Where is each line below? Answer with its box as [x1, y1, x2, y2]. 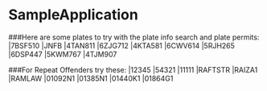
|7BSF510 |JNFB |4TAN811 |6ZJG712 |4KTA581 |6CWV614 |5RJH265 [8, 40, 236, 50]
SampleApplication [8, 6, 138, 24]
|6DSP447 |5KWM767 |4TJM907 [8, 49, 117, 59]
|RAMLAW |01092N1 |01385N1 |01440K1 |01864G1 [8, 73, 174, 83]
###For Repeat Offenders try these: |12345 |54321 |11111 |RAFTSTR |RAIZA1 [8, 64, 258, 74]
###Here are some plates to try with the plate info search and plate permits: [8, 32, 260, 42]
